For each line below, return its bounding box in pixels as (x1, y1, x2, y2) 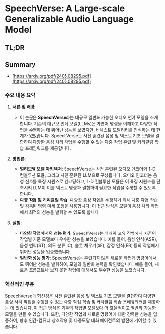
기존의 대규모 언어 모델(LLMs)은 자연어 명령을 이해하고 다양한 (34, 120, 152, 126)
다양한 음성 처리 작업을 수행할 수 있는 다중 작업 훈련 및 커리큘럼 (33, 139, 154, 145)
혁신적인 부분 (5, 280, 34, 287)
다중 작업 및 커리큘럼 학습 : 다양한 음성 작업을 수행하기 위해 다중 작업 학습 (19, 197, 158, 202)
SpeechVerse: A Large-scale (5, 3, 125, 14)
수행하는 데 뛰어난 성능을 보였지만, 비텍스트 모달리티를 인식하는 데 (29, 127, 155, 133)
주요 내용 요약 (5, 92, 36, 99)
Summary (5, 60, 36, 68)
